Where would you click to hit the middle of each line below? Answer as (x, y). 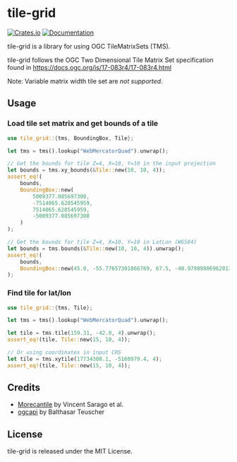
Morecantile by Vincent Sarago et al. (71, 405)
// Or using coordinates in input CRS (64, 353)
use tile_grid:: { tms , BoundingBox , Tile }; (71, 138)
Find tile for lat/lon (39, 293)
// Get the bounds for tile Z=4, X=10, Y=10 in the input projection (112, 164)
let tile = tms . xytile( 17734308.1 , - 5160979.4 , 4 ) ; (85, 359)
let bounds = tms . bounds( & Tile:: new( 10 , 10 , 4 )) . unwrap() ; (96, 249)
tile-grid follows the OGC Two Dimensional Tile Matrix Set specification (110, 60)
